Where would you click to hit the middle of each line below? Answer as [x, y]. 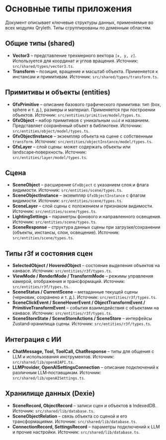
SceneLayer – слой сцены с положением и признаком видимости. [83, 206]
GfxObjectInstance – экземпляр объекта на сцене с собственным [83, 136]
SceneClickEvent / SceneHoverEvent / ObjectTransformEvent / [79, 302]
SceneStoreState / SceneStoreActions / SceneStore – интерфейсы [82, 318]
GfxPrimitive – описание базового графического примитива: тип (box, [87, 104]
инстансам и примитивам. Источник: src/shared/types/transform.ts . [85, 76]
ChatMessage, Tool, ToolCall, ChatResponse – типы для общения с [83, 351]
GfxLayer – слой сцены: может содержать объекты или [71, 147]
